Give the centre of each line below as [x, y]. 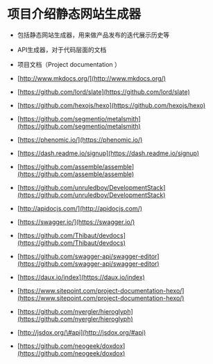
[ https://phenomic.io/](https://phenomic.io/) [80, 139]
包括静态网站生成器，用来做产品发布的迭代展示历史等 [93, 35]
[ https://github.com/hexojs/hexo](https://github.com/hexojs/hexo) [111, 105]
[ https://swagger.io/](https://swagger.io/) [76, 222]
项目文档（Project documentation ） [69, 64]
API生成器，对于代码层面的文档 [62, 49]
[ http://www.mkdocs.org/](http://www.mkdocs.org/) [92, 78]
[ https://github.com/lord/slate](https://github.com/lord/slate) [104, 92]
